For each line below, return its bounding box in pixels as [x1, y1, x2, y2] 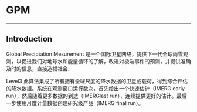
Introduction [6, 34, 53, 44]
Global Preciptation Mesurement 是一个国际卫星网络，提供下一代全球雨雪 [6, 50, 184, 57]
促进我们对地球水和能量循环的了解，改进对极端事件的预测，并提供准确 [21, 57, 191, 65]
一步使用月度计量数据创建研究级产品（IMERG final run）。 [6, 99, 144, 106]
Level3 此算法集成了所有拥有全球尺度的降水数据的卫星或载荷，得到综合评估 [6, 77, 188, 84]
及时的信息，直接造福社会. [6, 65, 70, 72]
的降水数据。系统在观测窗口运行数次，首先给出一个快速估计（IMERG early [6, 84, 185, 91]
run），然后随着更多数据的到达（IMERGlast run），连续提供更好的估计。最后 [6, 92, 188, 99]
